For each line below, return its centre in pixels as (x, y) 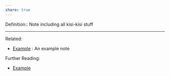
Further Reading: (23, 58)
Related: (14, 39)
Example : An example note (41, 48)
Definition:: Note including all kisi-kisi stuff (49, 24)
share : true (18, 10)
